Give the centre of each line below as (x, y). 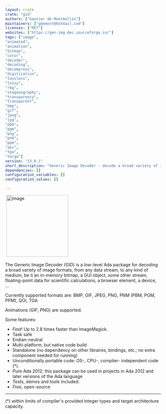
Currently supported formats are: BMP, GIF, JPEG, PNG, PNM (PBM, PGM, (80, 295)
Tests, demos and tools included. (46, 381)
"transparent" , (21, 102)
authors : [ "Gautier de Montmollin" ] (43, 19)
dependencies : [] (23, 170)
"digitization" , (22, 74)
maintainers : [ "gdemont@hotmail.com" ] (45, 23)
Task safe (22, 334)
